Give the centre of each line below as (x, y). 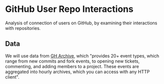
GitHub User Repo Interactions (69, 9)
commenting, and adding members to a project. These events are (72, 66)
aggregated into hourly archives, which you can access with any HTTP (78, 72)
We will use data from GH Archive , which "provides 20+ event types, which (82, 56)
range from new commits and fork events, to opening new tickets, (73, 61)
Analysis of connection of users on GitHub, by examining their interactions (81, 23)
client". (12, 77)
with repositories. (23, 28)
